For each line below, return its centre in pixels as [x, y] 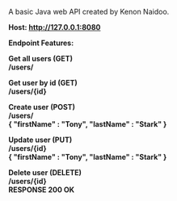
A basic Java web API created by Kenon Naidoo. [89, 12]
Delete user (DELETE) [45, 172]
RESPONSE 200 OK [42, 190]
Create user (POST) [42, 107]
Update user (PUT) [40, 140]
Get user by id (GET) [43, 83]
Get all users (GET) [40, 59]
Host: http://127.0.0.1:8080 [55, 27]
